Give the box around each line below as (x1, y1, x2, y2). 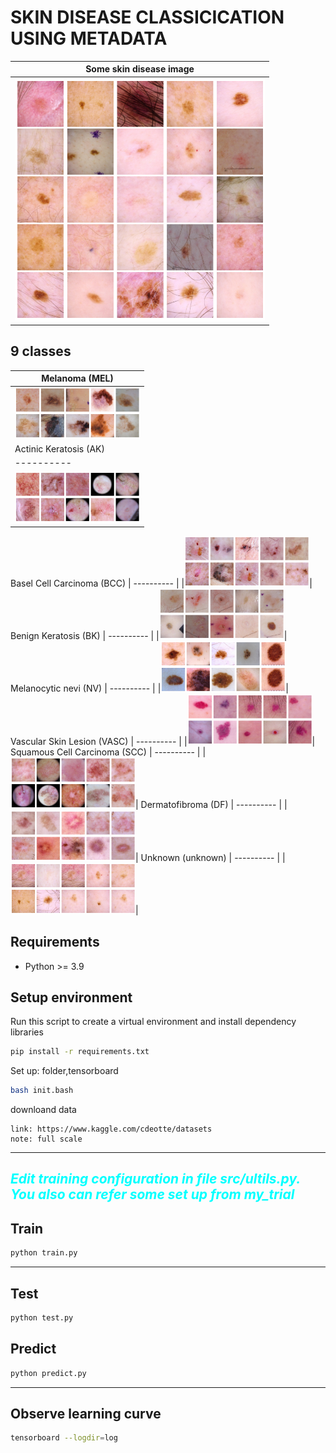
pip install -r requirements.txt (10, 1047, 150, 1057)
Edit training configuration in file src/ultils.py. (10, 1171, 301, 1188)
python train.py (10, 1248, 78, 1258)
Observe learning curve (10, 1405, 162, 1422)
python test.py (10, 1312, 74, 1323)
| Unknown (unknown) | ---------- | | (135, 852, 286, 864)
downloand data (10, 1104, 77, 1116)
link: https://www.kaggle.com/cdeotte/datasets (10, 1124, 213, 1135)
